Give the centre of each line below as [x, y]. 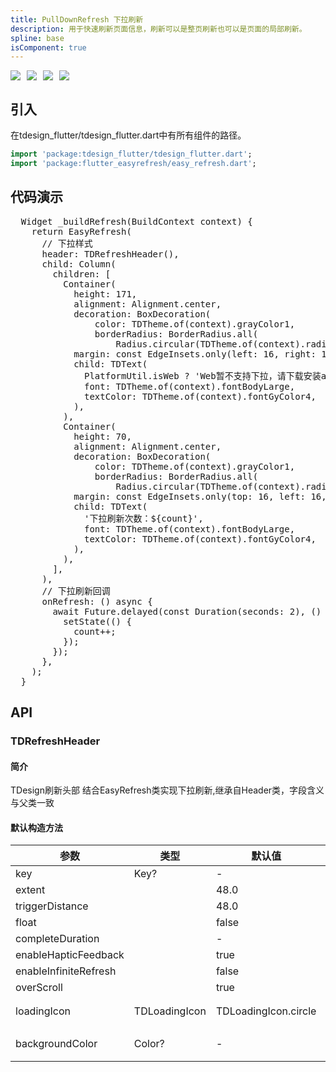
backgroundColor [56, 1044]
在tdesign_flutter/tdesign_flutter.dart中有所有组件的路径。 [128, 135]
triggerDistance [52, 906]
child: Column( [79, 264]
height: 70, [102, 436]
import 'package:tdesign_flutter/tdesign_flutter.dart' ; [131, 154]
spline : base [37, 38]
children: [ [82, 274]
